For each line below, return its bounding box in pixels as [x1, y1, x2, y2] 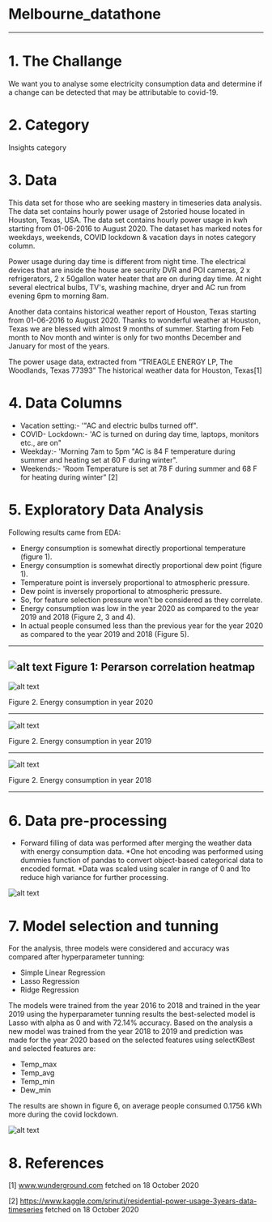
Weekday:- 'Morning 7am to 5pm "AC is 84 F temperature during [19, 446, 236, 456]
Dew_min [19, 1085, 52, 1095]
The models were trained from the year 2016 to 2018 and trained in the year [8, 1001, 261, 1010]
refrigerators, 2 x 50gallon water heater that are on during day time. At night [8, 273, 261, 284]
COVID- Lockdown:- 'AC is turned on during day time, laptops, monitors [19, 429, 259, 438]
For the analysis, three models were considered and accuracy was [8, 943, 230, 953]
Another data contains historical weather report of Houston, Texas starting [8, 306, 257, 316]
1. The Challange [8, 52, 123, 70]
